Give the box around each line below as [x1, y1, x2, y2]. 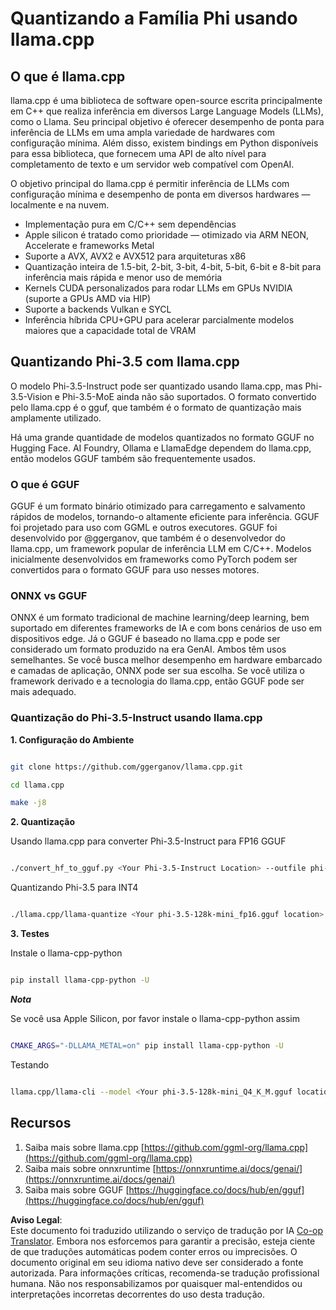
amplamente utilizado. [10, 412, 102, 424]
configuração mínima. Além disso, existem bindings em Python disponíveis [10, 137, 319, 149]
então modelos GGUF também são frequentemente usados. [10, 452, 257, 464]
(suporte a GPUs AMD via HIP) [24, 293, 152, 304]
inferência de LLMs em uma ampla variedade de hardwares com [10, 127, 275, 138]
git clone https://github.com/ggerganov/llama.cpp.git [10, 762, 244, 772]
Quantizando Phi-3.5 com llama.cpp [10, 353, 240, 371]
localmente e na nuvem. [10, 199, 110, 211]
